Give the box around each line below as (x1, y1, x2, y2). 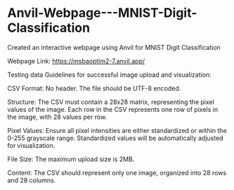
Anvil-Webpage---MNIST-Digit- (7, 5, 197, 21)
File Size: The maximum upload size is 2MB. (7, 155, 135, 163)
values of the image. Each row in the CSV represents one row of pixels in (7, 105, 219, 113)
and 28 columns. (7, 176, 56, 184)
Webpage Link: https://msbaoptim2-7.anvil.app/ (7, 56, 145, 65)
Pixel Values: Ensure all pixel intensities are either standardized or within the (7, 126, 227, 134)
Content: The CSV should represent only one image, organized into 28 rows (7, 168, 227, 177)
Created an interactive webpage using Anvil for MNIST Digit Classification (7, 43, 221, 51)
